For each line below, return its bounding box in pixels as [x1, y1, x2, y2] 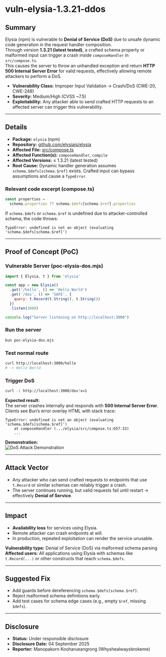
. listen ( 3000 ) [9, 306, 39, 311]
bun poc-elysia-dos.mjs [5, 337, 54, 343]
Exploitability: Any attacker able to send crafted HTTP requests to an [12, 99, 154, 105]
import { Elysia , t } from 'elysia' [5, 274, 81, 279]
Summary [5, 23, 36, 32]
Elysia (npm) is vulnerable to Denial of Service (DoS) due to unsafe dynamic [5, 36, 161, 42]
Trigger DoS [5, 377, 35, 384]
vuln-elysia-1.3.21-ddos [5, 3, 106, 15]
